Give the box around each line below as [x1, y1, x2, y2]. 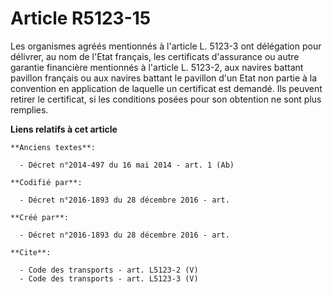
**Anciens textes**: [10, 142, 97, 152]
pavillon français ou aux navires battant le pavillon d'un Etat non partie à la [10, 72, 318, 84]
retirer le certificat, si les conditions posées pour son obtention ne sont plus [10, 93, 322, 105]
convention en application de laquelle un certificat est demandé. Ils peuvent [10, 82, 323, 94]
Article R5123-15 [10, 7, 152, 30]
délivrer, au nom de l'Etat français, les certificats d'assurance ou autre [10, 50, 300, 62]
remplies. [10, 103, 49, 116]
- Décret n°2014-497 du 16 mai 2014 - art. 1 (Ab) [19, 160, 235, 170]
